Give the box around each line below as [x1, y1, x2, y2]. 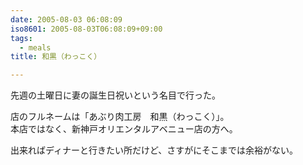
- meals [19, 42, 52, 53]
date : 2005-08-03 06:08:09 [10, 14, 123, 25]
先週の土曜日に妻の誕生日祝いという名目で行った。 [10, 89, 221, 101]
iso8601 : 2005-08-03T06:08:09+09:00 [10, 24, 163, 34]
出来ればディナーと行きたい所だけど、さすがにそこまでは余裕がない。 [10, 144, 299, 156]
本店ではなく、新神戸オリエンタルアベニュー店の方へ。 [10, 123, 238, 135]
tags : [10, 33, 33, 43]
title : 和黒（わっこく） [10, 52, 102, 62]
